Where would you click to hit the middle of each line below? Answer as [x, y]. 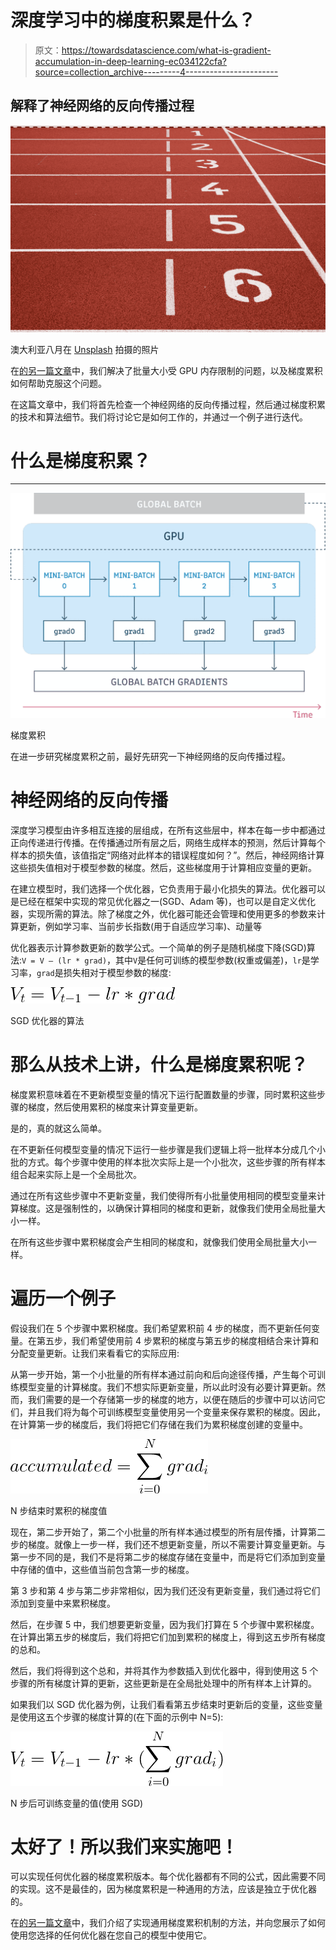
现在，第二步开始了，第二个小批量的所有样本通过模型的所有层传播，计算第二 [168, 1532]
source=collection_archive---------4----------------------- [156, 72]
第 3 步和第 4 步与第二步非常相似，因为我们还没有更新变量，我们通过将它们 [165, 1590]
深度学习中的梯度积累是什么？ [133, 20]
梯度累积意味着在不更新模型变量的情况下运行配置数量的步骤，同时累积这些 [163, 1094]
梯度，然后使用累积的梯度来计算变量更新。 [115, 1107]
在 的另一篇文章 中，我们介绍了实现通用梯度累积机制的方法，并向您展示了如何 [168, 1923]
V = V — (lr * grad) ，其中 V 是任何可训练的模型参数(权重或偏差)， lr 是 [166, 960]
